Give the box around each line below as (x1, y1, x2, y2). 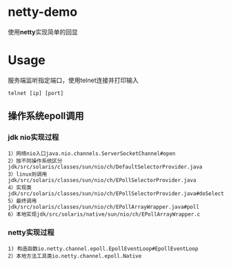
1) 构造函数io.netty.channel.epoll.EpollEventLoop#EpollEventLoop (8, 245, 199, 252)
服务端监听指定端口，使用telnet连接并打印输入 (8, 76, 139, 84)
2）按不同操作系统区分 (8, 157, 63, 164)
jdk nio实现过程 (8, 132, 59, 142)
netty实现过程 (8, 228, 54, 238)
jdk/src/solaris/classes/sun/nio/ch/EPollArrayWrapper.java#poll (8, 203, 199, 210)
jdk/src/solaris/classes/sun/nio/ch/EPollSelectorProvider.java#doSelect (8, 190, 225, 197)
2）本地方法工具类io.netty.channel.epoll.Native (8, 252, 142, 259)
